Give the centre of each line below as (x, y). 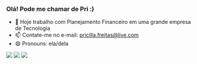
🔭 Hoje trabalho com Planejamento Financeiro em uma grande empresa (103, 22)
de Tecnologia (32, 28)
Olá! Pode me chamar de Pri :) (50, 9)
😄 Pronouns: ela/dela (42, 44)
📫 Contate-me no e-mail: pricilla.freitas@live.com (77, 35)
